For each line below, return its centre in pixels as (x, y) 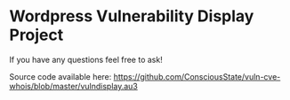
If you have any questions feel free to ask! (86, 59)
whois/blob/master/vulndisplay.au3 (73, 86)
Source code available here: (60, 76)
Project (36, 35)
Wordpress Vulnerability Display (132, 16)
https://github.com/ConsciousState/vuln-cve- (197, 76)
